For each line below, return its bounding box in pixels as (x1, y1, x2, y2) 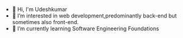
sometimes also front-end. (12, 19, 79, 25)
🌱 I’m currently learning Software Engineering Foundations (12, 25, 160, 32)
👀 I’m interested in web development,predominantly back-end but (12, 12, 177, 19)
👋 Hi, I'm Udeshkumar (12, 6, 68, 13)
